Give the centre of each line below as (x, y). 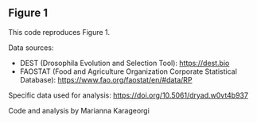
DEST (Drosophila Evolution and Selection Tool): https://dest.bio (125, 63)
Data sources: (31, 48)
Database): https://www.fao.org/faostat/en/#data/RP (106, 79)
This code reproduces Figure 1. (59, 32)
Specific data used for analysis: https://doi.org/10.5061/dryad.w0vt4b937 (128, 95)
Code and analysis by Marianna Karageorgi (79, 110)
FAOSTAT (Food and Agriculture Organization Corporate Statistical (128, 71)
